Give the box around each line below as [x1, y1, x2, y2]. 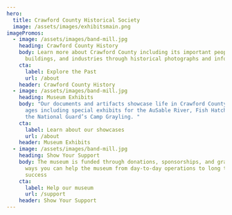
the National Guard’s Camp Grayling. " [24, 113, 140, 120]
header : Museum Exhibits [19, 139, 91, 146]
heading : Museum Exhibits [19, 94, 94, 101]
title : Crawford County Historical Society [12, 17, 140, 24]
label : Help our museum [24, 184, 94, 191]
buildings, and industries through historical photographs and [24, 55, 212, 62]
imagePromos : [6, 29, 44, 37]
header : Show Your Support [19, 197, 97, 205]
